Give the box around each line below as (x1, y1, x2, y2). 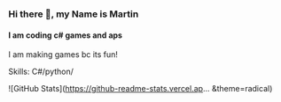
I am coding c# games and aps (8, 30, 123, 40)
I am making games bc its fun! (8, 49, 119, 60)
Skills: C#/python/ (8, 66, 74, 77)
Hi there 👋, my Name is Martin (8, 8, 139, 20)
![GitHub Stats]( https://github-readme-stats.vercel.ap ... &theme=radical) (8, 84, 273, 94)
